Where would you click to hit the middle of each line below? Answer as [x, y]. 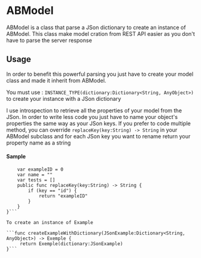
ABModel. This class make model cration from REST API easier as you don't [101, 33]
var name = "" [35, 175]
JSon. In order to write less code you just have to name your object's [92, 117]
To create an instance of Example [50, 222]
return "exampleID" [63, 196]
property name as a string [38, 143]
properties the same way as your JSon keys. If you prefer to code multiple [98, 123]
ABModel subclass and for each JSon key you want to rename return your [98, 136]
